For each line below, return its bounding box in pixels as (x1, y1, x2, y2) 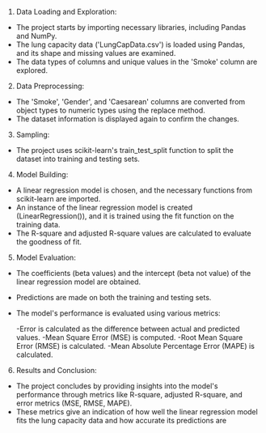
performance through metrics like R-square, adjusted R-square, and (15, 390, 243, 399)
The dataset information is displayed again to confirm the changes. (15, 114, 240, 124)
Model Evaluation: (15, 253, 77, 262)
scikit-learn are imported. (15, 194, 101, 203)
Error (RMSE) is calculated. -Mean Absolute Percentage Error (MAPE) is (15, 342, 255, 350)
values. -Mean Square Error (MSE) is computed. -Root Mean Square (15, 333, 243, 342)
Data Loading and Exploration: (15, 7, 117, 16)
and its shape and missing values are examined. (15, 49, 176, 57)
